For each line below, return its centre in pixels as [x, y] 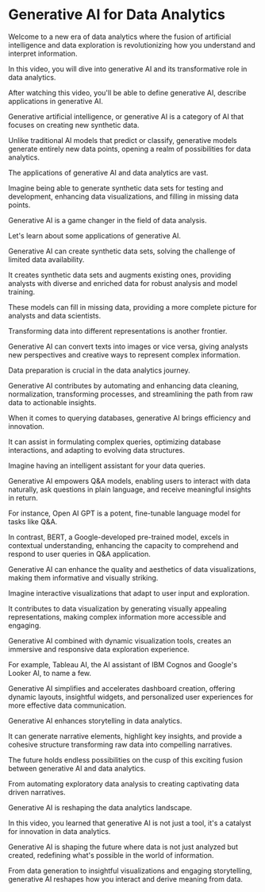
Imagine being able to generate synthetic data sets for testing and [116, 187]
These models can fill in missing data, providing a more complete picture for [132, 307]
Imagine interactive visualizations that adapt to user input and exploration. [129, 593]
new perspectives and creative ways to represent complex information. [124, 354]
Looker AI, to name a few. [50, 673]
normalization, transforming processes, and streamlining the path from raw [131, 394]
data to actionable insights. [52, 402]
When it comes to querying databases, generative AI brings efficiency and [130, 418]
